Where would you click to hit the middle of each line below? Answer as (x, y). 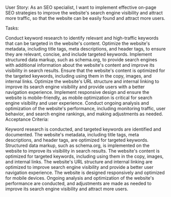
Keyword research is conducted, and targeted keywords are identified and (83, 129)
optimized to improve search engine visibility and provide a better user (80, 167)
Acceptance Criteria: (27, 119)
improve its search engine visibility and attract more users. (67, 189)
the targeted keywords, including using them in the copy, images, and (79, 76)
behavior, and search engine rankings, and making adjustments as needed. (84, 114)
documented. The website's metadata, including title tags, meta (72, 134)
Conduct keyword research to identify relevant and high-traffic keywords (82, 38)
